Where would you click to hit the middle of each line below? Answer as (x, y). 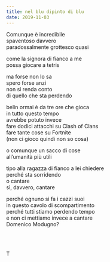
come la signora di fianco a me (44, 58)
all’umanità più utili (29, 156)
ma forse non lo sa (29, 76)
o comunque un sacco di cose (43, 150)
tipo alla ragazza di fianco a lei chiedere (55, 168)
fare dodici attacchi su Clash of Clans (52, 126)
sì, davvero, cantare (30, 187)
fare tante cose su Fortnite (39, 132)
